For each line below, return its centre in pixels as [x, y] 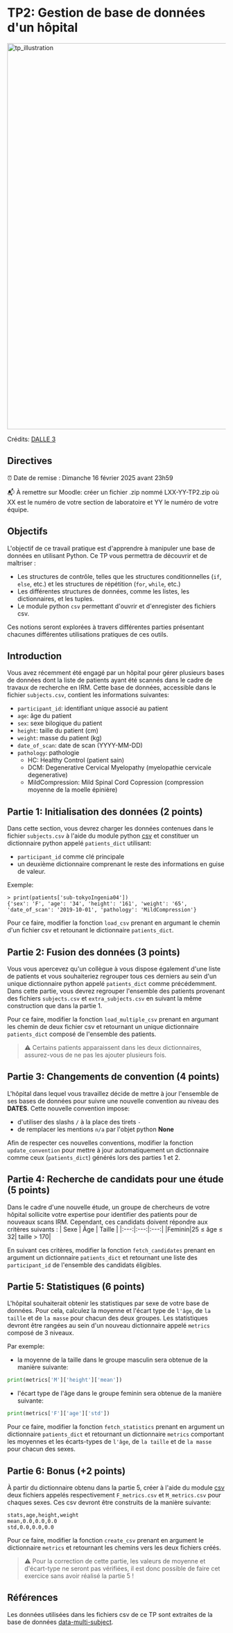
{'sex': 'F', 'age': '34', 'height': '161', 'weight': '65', [97, 904]
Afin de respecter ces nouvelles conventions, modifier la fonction [101, 1142]
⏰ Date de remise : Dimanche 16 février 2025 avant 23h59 [90, 477]
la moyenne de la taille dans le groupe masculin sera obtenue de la [112, 1360]
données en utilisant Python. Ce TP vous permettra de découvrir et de [107, 555]
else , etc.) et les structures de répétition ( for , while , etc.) [99, 584]
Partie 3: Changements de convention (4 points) [113, 1077]
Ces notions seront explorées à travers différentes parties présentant [106, 627]
